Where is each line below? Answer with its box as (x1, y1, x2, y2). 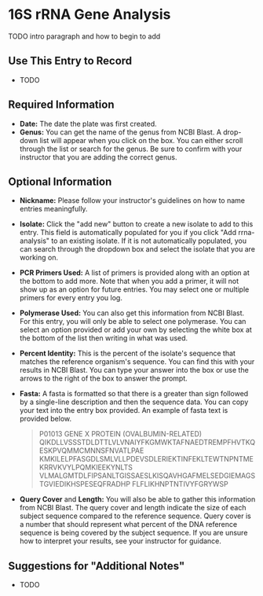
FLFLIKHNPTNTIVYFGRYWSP (132, 480, 229, 489)
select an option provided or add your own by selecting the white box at (19, 325, 253, 335)
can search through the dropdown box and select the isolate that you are (19, 245, 256, 254)
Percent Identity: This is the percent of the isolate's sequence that (19, 348, 236, 359)
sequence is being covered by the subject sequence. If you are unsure (19, 528, 248, 538)
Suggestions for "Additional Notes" (8, 559, 185, 572)
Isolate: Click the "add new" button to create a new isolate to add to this (19, 219, 254, 229)
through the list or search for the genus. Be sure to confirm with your (19, 144, 243, 153)
